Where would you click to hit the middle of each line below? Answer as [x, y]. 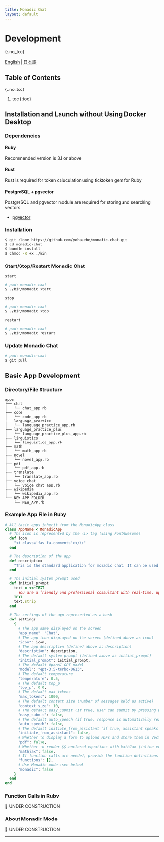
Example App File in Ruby [36, 515]
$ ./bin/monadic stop [27, 311]
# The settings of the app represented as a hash [61, 615]
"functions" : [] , [36, 760]
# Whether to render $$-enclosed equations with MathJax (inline [86, 747]
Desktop [18, 122]
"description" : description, [48, 651]
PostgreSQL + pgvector [29, 192]
